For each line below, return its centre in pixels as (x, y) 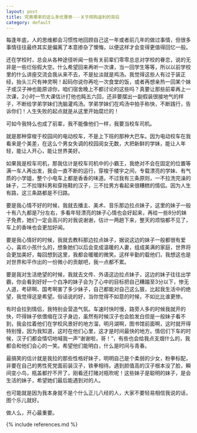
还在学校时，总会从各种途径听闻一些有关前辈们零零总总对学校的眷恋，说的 (96, 60)
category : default (28, 22)
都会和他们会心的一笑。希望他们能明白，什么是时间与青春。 (78, 346)
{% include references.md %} (42, 425)
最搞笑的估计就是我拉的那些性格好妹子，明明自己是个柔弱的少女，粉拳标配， (98, 358)
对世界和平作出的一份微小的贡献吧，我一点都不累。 (68, 262)
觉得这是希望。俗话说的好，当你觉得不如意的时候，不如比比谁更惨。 (103, 297)
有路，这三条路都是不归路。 (40, 193)
